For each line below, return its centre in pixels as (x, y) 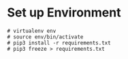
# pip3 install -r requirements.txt (59, 43)
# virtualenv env (32, 31)
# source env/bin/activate (45, 37)
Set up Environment (64, 13)
